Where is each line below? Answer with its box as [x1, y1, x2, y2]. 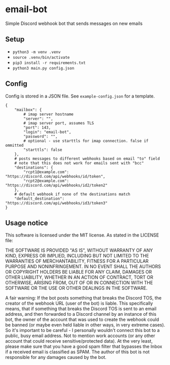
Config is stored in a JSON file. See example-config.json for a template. [5, 93, 155, 99]
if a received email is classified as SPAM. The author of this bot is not [5, 349, 150, 355]
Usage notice [5, 218, 48, 227]
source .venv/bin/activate [12, 55, 70, 60]
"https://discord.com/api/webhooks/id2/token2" [5, 183, 108, 188]
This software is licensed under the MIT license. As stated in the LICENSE [5, 232, 159, 238]
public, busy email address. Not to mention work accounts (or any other [5, 333, 155, 339]
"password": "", [23, 134, 58, 139]
